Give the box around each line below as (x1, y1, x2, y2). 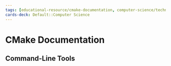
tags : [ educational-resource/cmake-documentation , (5, 7, 115, 13)
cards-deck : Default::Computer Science (5, 12, 90, 17)
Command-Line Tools (5, 54, 75, 63)
